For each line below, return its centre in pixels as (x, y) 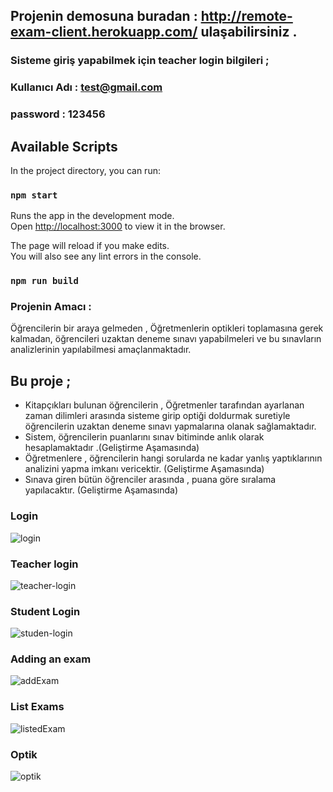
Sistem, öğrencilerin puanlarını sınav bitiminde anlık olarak (144, 437)
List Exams (37, 707)
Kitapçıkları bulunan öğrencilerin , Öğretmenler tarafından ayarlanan (164, 405)
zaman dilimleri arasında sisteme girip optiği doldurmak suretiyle (157, 416)
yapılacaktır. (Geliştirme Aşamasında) (101, 490)
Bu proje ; (41, 380)
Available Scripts (64, 146)
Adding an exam (51, 659)
